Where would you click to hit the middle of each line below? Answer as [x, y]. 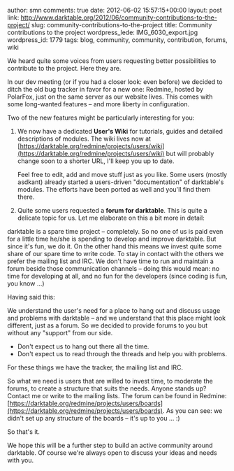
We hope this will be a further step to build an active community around [110, 445]
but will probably [190, 154]
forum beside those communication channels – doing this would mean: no [114, 268]
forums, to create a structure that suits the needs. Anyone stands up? [107, 388]
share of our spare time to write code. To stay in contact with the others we [116, 254]
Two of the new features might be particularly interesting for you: [101, 118]
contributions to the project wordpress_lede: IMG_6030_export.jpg [102, 32]
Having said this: [31, 297]
